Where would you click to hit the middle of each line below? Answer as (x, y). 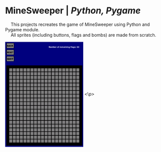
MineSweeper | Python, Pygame (73, 11)
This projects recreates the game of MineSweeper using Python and (80, 24)
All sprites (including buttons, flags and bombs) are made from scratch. (83, 35)
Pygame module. (22, 29)
